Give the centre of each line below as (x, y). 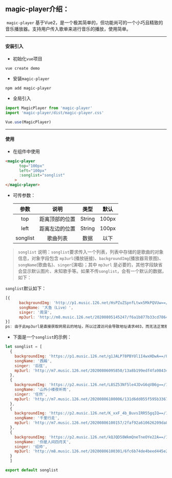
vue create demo (23, 69)
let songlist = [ (24, 347)
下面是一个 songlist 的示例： (42, 337)
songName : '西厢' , (33, 361)
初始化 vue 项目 (27, 59)
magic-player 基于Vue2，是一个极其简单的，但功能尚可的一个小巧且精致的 (85, 23)
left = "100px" (33, 170)
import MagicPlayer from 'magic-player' (49, 108)
